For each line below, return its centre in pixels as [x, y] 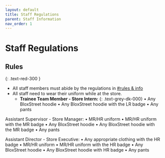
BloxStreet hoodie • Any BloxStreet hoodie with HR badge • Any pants [77, 150]
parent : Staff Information [33, 19]
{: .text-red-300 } [23, 79]
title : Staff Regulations [32, 14]
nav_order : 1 [19, 24]
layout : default [22, 10]
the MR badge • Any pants [32, 130]
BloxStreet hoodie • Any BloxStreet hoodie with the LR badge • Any [89, 104]
